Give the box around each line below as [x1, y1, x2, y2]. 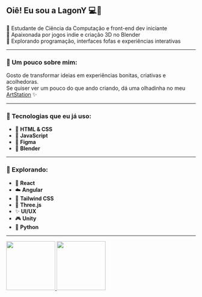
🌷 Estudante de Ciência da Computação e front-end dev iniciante [6, 24, 168, 32]
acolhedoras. [6, 78, 39, 86]
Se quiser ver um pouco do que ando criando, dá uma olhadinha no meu [6, 84, 186, 92]
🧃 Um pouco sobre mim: [6, 58, 78, 66]
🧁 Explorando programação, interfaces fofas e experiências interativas [6, 37, 181, 45]
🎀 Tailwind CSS [14, 195, 54, 202]
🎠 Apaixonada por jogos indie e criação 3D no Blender [6, 31, 141, 38]
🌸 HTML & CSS [14, 126, 53, 133]
